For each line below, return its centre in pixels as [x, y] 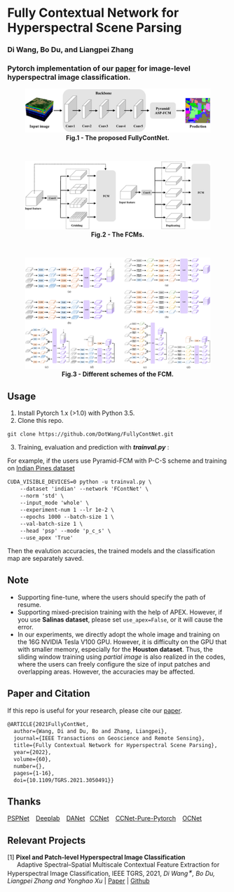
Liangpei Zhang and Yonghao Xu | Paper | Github [78, 881]
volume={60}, [33, 759]
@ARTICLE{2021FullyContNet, [48, 724]
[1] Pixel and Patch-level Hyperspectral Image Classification [96, 857]
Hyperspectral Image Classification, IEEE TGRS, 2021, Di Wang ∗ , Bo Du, [111, 873]
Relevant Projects [47, 841]
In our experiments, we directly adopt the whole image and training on [119, 634]
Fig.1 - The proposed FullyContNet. [118, 137]
